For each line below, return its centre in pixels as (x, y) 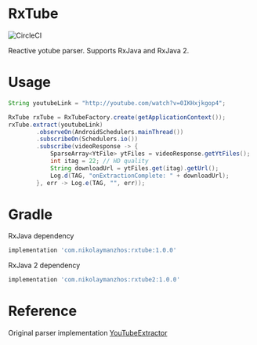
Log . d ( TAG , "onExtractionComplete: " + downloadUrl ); (139, 176)
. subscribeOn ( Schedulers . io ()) (87, 139)
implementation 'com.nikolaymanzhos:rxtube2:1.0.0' (94, 280)
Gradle (31, 214)
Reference (42, 311)
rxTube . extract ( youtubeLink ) (56, 125)
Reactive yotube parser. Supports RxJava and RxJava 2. (99, 50)
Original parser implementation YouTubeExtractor (88, 333)
